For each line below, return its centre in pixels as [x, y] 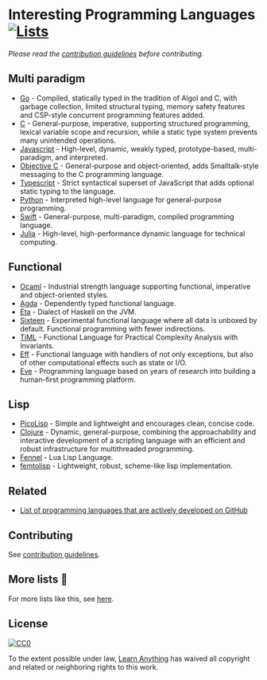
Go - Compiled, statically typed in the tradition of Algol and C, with [128, 98]
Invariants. [37, 345]
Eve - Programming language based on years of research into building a [137, 371]
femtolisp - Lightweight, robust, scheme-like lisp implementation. [126, 466]
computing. [39, 242]
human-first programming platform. [78, 379]
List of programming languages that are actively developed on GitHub [133, 510]
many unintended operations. [68, 140]
